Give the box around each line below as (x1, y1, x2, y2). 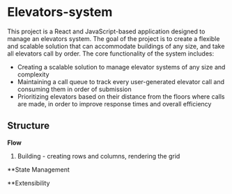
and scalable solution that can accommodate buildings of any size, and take (7, 42, 225, 50)
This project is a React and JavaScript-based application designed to (7, 27, 206, 35)
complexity (17, 70, 50, 79)
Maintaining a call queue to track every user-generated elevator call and (17, 77, 225, 86)
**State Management (7, 165, 70, 174)
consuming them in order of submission (17, 85, 132, 93)
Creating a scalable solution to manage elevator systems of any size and (17, 63, 226, 71)
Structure (7, 120, 50, 132)
